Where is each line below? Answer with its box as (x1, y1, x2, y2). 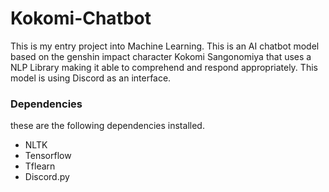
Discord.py (24, 171, 70, 183)
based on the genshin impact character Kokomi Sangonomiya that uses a (10, 50, 312, 62)
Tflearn (24, 160, 56, 172)
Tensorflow (24, 150, 72, 162)
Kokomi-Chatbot (10, 7, 152, 30)
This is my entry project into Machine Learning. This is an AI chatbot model (10, 40, 320, 52)
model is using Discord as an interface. (10, 72, 172, 84)
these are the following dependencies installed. (10, 120, 205, 132)
